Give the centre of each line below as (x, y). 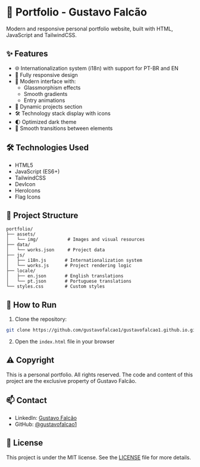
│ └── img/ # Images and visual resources (76, 240)
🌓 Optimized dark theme (46, 122)
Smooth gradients (46, 94)
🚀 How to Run (32, 304)
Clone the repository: (41, 319)
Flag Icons (27, 197)
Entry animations (44, 100)
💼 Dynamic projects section (49, 106)
